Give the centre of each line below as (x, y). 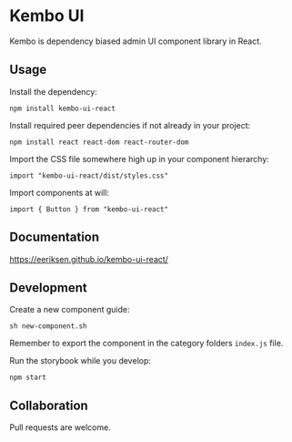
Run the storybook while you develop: (81, 361)
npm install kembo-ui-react (63, 108)
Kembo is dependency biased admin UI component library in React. (136, 41)
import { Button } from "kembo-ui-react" (89, 209)
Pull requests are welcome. (60, 427)
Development (49, 288)
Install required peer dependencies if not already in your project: (130, 125)
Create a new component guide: (70, 310)
